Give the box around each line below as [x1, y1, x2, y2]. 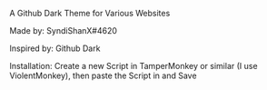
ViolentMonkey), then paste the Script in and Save [9, 70, 197, 81]
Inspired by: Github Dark [9, 43, 101, 54]
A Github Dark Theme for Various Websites [9, 8, 171, 18]
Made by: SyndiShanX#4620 [9, 25, 118, 35]
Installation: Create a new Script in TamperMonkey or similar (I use [9, 61, 258, 71]
